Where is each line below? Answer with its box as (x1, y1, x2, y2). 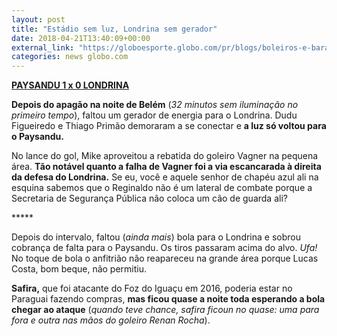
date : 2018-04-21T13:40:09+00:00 (11, 33, 151, 43)
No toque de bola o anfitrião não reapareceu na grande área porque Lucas (11, 252, 319, 265)
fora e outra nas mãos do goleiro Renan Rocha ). (11, 314, 211, 326)
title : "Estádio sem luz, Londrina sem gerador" (11, 24, 218, 34)
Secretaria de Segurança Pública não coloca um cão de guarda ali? (11, 192, 288, 205)
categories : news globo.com (11, 52, 129, 62)
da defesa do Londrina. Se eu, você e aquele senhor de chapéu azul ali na (11, 171, 319, 183)
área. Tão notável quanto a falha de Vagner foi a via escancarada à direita (11, 161, 322, 173)
